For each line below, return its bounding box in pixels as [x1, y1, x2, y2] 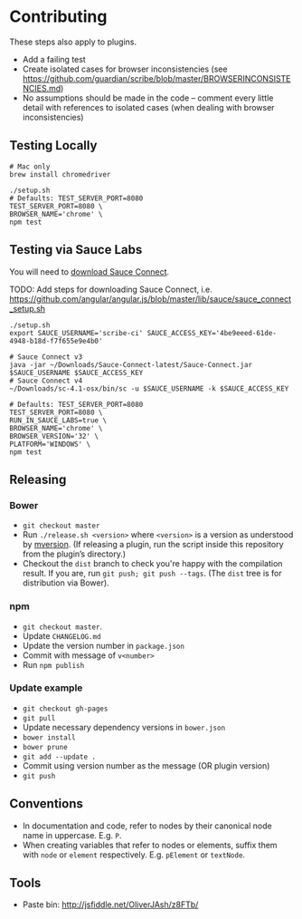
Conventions [9, 796, 84, 812]
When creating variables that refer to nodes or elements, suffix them [22, 839, 278, 850]
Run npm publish [22, 659, 85, 670]
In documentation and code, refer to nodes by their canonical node [22, 820, 273, 831]
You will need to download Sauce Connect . [9, 266, 170, 277]
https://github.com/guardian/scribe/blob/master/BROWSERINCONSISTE [22, 73, 291, 83]
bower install [22, 732, 76, 742]
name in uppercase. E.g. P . [22, 829, 122, 840]
